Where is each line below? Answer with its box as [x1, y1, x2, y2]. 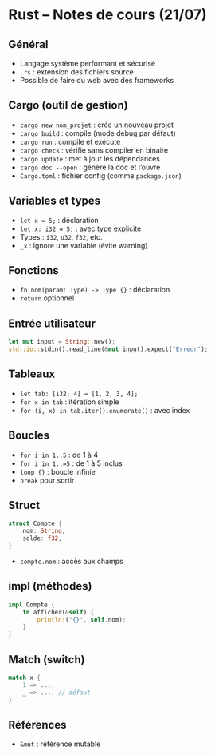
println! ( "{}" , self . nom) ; [37, 615, 127, 624]
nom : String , [22, 527, 66, 535]
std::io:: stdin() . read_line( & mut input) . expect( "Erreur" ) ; [8, 345, 209, 353]
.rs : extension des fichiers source [19, 67, 134, 77]
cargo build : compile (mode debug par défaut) [19, 128, 177, 137]
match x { [8, 674, 41, 681]
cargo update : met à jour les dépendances [19, 153, 161, 163]
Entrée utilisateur [8, 316, 96, 330]
